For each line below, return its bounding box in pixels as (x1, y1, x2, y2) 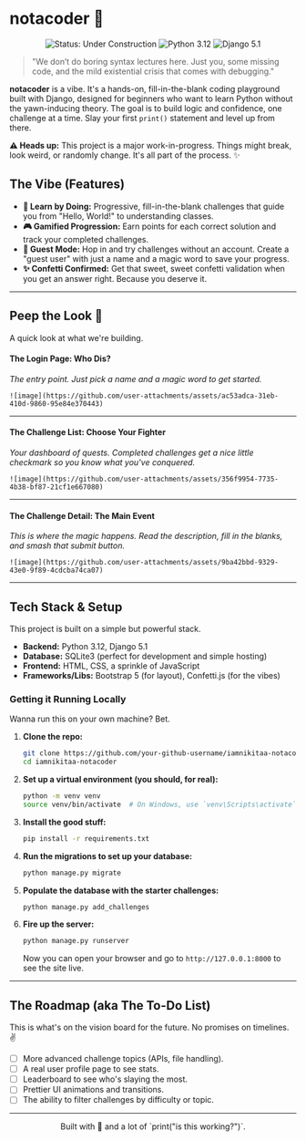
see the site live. (22, 962, 85, 974)
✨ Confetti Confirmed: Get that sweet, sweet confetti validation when (22, 263, 285, 274)
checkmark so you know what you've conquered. (9, 456, 196, 468)
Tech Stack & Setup (9, 599, 123, 615)
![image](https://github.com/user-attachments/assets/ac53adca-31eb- (9, 391, 280, 400)
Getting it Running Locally (9, 692, 127, 705)
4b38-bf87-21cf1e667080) (9, 482, 104, 492)
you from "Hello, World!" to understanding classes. (22, 210, 214, 222)
